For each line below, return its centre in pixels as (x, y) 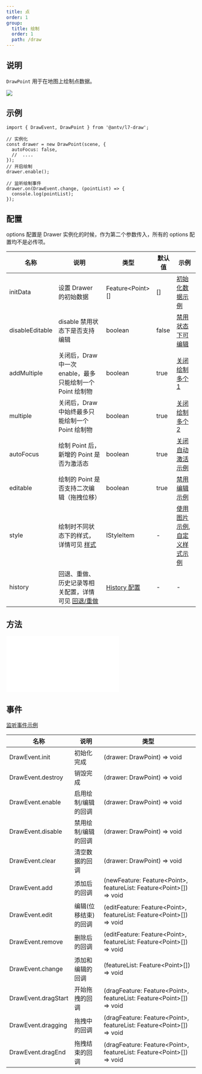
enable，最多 (77, 374)
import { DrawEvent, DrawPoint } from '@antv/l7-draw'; (78, 127)
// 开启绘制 (20, 166)
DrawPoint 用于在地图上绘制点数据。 (51, 81)
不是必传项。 (32, 242)
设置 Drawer (75, 288)
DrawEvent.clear (32, 861)
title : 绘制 (26, 29)
